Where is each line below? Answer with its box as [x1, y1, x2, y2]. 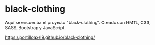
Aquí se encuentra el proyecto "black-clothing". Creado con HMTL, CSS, [5, 20, 151, 25]
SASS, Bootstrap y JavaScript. [5, 24, 66, 30]
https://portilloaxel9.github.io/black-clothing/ [5, 34, 95, 40]
